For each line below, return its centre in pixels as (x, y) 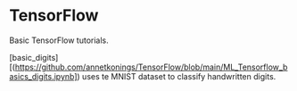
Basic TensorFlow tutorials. (59, 40)
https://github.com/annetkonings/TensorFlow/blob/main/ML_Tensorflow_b (151, 67)
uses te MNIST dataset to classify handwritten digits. (179, 76)
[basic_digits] (34, 57)
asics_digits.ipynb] (43, 76)
